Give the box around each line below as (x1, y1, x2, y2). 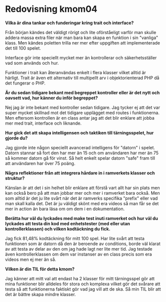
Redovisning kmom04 (5, 3, 98, 15)
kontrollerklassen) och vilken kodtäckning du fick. (5, 226, 111, 232)
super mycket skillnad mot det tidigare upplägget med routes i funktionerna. (5, 110, 160, 116)
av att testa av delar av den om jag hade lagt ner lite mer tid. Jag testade (5, 246, 153, 252)
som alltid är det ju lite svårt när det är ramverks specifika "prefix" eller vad (5, 195, 158, 201)
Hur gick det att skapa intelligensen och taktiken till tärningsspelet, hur (5, 129, 154, 135)
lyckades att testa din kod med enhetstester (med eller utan (5, 220, 130, 226)
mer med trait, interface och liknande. (5, 120, 82, 126)
